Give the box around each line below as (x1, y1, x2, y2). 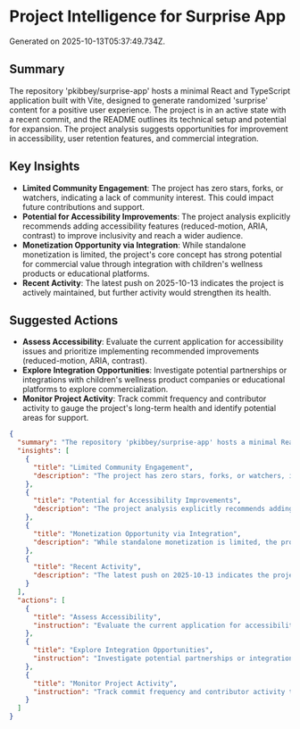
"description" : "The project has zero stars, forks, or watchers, (32, 471, 286, 480)
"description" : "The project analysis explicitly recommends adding (32, 505, 294, 514)
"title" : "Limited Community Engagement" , (32, 463, 194, 472)
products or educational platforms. (21, 268, 150, 279)
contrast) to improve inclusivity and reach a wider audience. (21, 230, 244, 240)
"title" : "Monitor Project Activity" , (32, 679, 178, 688)
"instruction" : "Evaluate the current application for (32, 621, 242, 630)
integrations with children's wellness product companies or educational (21, 374, 286, 385)
